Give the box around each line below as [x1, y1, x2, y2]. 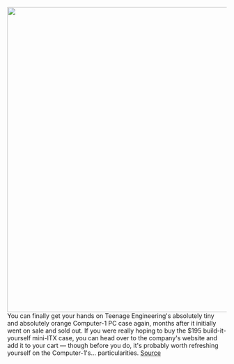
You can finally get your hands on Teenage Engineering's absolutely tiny [7, 312, 214, 320]
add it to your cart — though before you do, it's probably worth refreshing [7, 342, 219, 349]
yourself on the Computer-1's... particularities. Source [7, 349, 162, 357]
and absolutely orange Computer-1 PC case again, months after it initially [7, 319, 217, 327]
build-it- [203, 326, 226, 335]
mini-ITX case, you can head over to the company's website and [32, 334, 217, 342]
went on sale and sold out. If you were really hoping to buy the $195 [7, 326, 202, 335]
